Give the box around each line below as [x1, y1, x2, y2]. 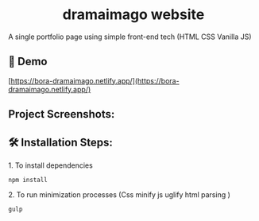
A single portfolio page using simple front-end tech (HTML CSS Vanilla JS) [8, 32, 252, 41]
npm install [8, 176, 48, 184]
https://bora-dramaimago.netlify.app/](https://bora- [10, 76, 180, 85]
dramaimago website [62, 6, 205, 24]
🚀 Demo [8, 55, 48, 68]
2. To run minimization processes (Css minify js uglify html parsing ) [8, 189, 230, 200]
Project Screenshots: [8, 107, 115, 121]
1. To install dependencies [8, 161, 93, 170]
